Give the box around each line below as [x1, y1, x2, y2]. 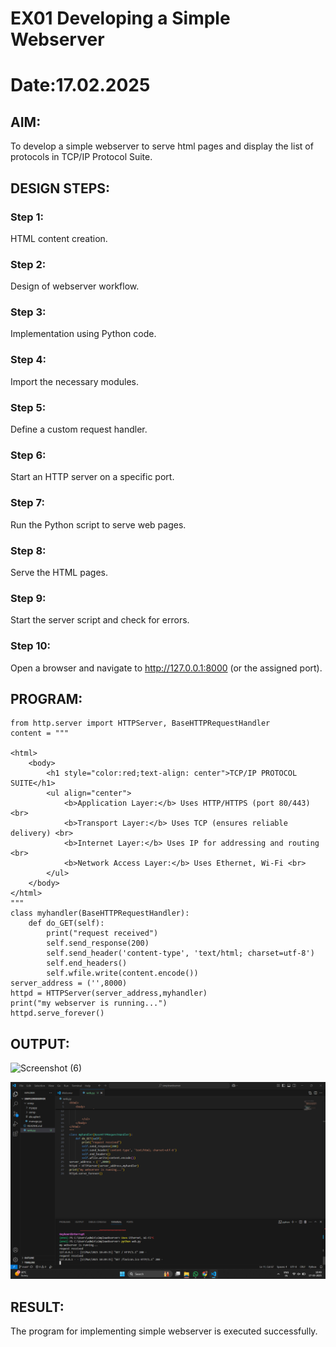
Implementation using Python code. [10, 328, 157, 340]
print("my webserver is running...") [10, 998, 168, 1009]
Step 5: [10, 400, 47, 414]
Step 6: [10, 448, 47, 462]
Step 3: [10, 305, 47, 319]
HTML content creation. [10, 232, 108, 244]
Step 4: [10, 353, 47, 367]
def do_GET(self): [28, 918, 105, 929]
